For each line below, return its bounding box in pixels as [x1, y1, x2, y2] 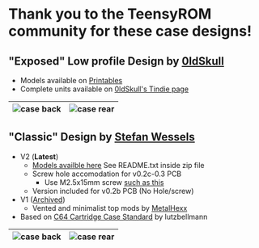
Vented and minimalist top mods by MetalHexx [32, 203, 188, 212]
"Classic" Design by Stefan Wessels [8, 130, 196, 144]
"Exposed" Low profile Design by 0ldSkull [8, 54, 224, 68]
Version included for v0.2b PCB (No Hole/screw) [32, 186, 194, 195]
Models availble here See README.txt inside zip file [32, 160, 205, 170]
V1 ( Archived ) [19, 195, 66, 204]
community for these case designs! [8, 22, 253, 40]
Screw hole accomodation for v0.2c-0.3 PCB [32, 169, 182, 179]
